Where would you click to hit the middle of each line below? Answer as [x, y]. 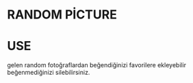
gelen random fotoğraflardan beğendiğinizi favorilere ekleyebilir [97, 65]
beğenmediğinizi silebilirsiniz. [49, 73]
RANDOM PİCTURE [62, 15]
